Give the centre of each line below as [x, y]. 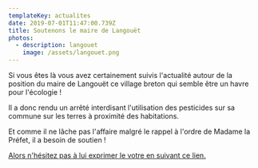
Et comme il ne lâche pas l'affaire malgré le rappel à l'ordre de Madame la [129, 131]
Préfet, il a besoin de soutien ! [57, 140]
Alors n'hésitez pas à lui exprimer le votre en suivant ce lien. [107, 155]
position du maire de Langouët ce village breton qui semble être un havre [129, 84]
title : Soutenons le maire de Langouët [75, 30]
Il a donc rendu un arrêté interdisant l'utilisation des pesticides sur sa [122, 107]
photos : [21, 38]
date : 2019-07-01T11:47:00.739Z [62, 23]
